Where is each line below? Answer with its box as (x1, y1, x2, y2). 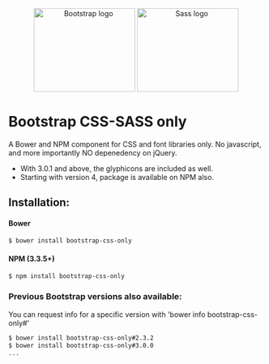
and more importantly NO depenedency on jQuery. (8, 148, 177, 157)
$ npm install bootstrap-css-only (8, 272, 126, 280)
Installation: (8, 195, 70, 210)
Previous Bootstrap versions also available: (8, 291, 182, 302)
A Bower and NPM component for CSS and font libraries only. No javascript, (8, 139, 262, 149)
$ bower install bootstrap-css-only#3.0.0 (8, 341, 154, 349)
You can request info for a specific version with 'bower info (8, 309, 206, 319)
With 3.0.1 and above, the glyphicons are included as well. (19, 163, 213, 173)
